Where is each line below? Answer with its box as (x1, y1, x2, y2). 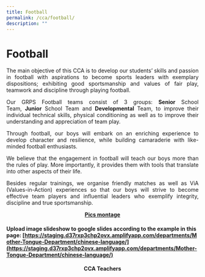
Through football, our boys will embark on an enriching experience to (6, 130, 199, 137)
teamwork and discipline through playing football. (6, 86, 131, 94)
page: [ (6, 231, 25, 239)
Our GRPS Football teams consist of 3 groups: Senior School (6, 99, 199, 106)
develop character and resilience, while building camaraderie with (6, 136, 185, 144)
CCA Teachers (84, 265, 121, 272)
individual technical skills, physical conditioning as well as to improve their (6, 112, 199, 119)
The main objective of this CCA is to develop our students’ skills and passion (6, 67, 199, 74)
